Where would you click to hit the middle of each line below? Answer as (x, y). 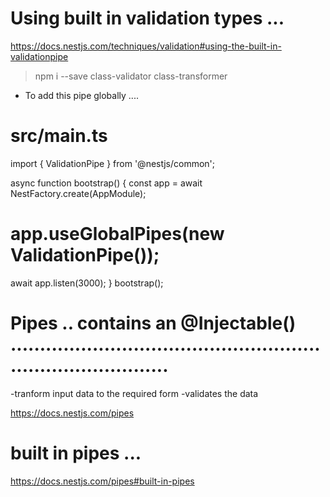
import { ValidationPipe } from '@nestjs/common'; (113, 163)
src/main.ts (59, 136)
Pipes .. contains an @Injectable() (153, 323)
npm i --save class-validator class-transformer (131, 76)
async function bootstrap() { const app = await (106, 183)
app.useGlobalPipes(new (117, 234)
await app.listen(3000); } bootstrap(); (87, 283)
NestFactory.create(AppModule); (78, 193)
